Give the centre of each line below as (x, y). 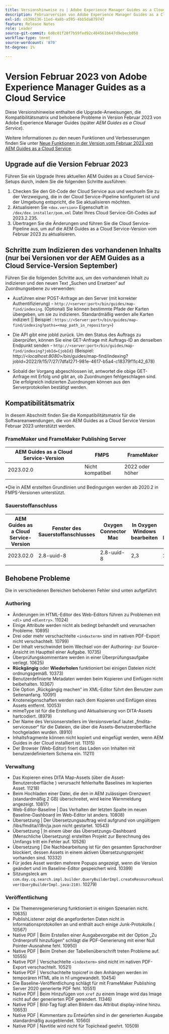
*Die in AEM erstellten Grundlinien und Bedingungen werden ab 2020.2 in (82, 487)
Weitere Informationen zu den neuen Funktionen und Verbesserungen (77, 138)
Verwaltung (20, 766)
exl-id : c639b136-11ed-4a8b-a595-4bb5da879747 (55, 19)
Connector (113, 531)
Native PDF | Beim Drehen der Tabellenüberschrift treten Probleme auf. (86, 951)
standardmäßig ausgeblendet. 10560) (51, 1021)
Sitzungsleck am (30, 874)
